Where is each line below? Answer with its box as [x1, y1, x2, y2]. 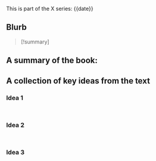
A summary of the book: [6, 55, 98, 66]
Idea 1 [6, 94, 24, 102]
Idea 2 [6, 120, 25, 129]
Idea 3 [6, 148, 25, 157]
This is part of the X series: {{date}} [6, 5, 93, 12]
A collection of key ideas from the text [6, 76, 151, 86]
